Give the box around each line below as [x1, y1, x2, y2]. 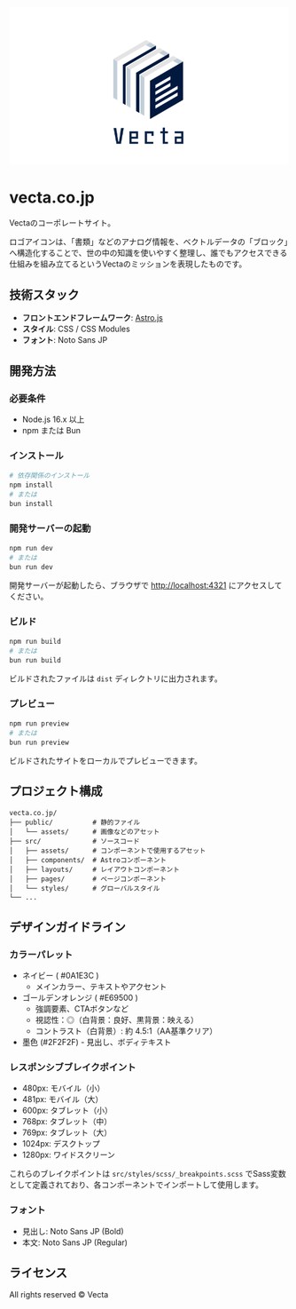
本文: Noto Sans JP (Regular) [21, 1237, 129, 1248]
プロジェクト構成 [9, 783, 103, 798]
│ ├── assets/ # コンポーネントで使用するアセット [9, 846, 206, 855]
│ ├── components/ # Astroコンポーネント [9, 856, 167, 865]
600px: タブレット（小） [21, 1105, 113, 1116]
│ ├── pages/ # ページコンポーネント [9, 875, 167, 884]
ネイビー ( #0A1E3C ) [21, 971, 99, 980]
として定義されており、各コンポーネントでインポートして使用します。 [9, 1179, 264, 1190]
